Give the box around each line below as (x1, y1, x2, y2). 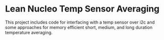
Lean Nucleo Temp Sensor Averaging (5, 3, 160, 14)
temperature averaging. (5, 29, 53, 35)
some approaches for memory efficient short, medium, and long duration (5, 24, 153, 30)
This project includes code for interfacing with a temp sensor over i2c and (5, 19, 155, 25)
